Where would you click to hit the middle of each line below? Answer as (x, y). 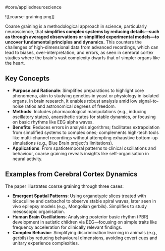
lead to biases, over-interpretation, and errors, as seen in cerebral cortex (79, 52)
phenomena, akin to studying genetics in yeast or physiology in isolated (85, 95)
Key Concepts (27, 79)
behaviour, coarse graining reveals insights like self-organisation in (81, 153)
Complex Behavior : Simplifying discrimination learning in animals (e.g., (85, 232)
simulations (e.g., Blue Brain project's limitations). (63, 143)
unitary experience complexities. (46, 243)
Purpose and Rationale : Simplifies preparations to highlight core (78, 90)
